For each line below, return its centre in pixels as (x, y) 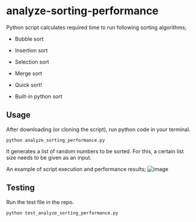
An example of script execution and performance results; (76, 169)
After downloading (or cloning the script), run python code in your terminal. (98, 129)
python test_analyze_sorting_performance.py (62, 213)
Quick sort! (28, 85)
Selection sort (32, 62)
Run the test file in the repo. (40, 202)
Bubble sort (29, 39)
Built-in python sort (38, 96)
